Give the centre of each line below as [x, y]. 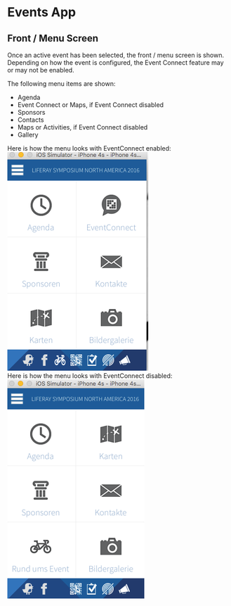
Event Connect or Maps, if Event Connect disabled [90, 105]
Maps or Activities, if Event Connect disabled [82, 127]
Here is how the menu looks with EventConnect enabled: [89, 148]
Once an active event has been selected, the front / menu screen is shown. [116, 55]
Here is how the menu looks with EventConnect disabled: [90, 376]
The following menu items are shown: [61, 84]
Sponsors [31, 112]
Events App [41, 12]
